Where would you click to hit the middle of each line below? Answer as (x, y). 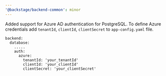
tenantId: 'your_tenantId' (51, 60)
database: (20, 43)
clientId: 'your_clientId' (51, 64)
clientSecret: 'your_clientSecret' (60, 69)
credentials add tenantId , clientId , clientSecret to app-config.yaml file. (79, 29)
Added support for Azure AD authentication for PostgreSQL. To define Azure (83, 24)
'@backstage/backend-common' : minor (43, 10)
